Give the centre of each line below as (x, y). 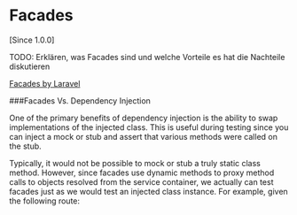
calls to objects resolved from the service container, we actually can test (141, 181)
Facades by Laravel (45, 83)
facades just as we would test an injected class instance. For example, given (148, 191)
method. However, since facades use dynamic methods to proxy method (142, 173)
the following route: (45, 201)
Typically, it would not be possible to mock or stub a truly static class (135, 163)
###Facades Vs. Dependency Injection (80, 100)
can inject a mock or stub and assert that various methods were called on (143, 136)
